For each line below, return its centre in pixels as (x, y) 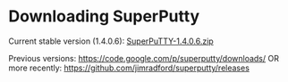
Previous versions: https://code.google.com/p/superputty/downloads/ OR (144, 58)
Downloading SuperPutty (104, 16)
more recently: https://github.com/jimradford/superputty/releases (129, 68)
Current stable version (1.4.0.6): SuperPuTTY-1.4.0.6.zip (111, 41)
